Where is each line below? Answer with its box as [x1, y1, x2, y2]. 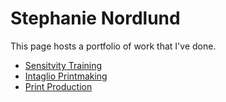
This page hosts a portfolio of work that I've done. [10, 40, 217, 52]
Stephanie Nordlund [10, 7, 181, 30]
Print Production [24, 80, 93, 92]
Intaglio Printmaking [24, 70, 108, 82]
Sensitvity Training [24, 59, 103, 71]
